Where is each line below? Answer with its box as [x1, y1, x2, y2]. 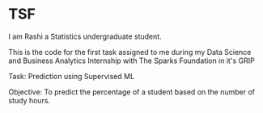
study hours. [8, 95, 51, 105]
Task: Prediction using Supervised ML [8, 71, 135, 81]
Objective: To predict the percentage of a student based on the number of [8, 86, 256, 97]
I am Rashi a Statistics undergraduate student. [8, 31, 162, 41]
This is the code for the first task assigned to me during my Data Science [8, 47, 252, 56]
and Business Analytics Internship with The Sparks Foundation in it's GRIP [8, 56, 255, 65]
